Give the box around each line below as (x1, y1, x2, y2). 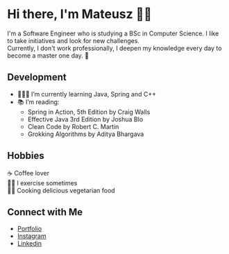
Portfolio (17, 225, 42, 233)
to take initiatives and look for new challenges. (7, 36, 140, 44)
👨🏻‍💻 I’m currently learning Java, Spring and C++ (17, 90, 157, 98)
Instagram (17, 232, 46, 240)
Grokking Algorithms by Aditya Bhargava (27, 130, 144, 138)
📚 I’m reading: (17, 97, 60, 106)
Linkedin (17, 239, 42, 248)
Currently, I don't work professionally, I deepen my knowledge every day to (7, 44, 222, 52)
